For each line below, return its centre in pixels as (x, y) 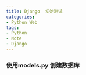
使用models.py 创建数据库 (43, 65)
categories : (20, 17)
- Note (14, 38)
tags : (12, 28)
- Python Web (22, 22)
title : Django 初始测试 (34, 11)
